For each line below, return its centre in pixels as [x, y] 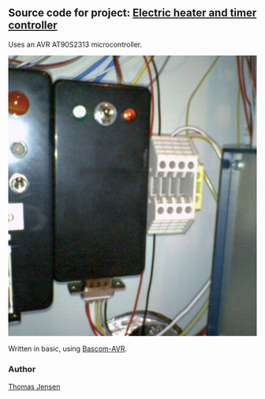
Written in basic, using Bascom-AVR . [68, 349]
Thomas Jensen [34, 386]
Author [22, 369]
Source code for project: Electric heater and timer [132, 13]
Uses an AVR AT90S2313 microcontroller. [75, 44]
